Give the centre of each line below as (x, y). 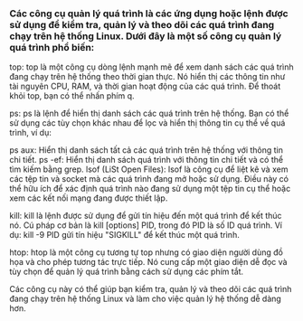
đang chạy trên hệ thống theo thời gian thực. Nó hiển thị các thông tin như (147, 77)
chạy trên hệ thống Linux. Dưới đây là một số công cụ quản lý (146, 36)
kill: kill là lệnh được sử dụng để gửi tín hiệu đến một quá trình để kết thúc (146, 216)
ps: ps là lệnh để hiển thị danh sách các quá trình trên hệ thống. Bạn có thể (149, 113)
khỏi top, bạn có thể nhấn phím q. (72, 96)
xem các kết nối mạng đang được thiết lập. (89, 198)
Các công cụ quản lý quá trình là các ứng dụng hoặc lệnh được (149, 14)
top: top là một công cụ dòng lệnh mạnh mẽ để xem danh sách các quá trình (151, 67)
